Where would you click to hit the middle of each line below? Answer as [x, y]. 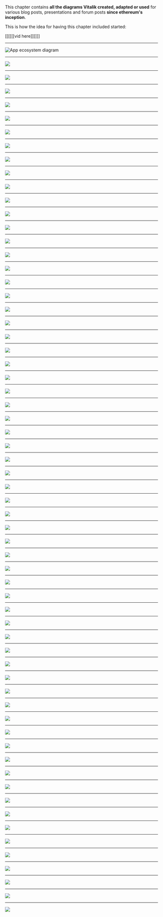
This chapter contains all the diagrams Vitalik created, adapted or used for [81, 7]
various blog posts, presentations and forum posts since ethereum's [74, 12]
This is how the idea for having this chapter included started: [66, 27]
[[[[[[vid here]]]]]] [23, 36]
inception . [16, 17]
